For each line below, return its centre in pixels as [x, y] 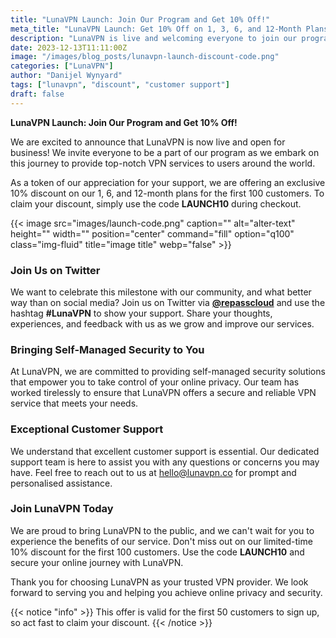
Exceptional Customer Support [87, 429]
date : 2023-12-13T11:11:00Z [69, 47]
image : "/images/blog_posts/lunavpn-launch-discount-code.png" [145, 57]
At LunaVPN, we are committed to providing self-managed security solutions [168, 372]
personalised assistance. [61, 483]
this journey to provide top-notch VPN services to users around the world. [163, 163]
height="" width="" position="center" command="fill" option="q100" [152, 233]
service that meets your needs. [74, 403]
